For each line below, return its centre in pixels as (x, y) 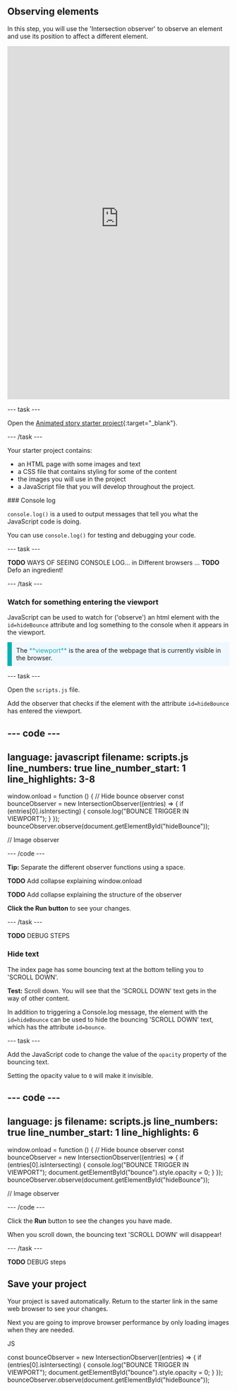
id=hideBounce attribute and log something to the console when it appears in (118, 625)
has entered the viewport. (45, 711)
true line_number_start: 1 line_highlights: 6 (103, 1133)
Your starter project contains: (50, 450)
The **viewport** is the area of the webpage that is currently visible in (119, 651)
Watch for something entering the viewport (83, 602)
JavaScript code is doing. (44, 521)
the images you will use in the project (72, 479)
